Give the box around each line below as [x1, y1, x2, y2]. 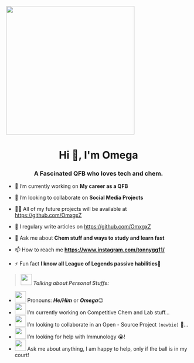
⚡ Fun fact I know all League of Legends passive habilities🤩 [14, 260, 161, 267]
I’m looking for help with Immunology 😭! [27, 333, 126, 340]
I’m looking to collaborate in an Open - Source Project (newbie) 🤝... [27, 321, 189, 328]
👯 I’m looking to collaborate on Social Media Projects [14, 194, 144, 201]
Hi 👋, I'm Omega [59, 149, 138, 162]
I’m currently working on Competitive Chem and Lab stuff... [27, 309, 170, 316]
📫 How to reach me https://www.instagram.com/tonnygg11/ [14, 246, 165, 253]
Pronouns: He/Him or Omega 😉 [27, 297, 104, 304]
